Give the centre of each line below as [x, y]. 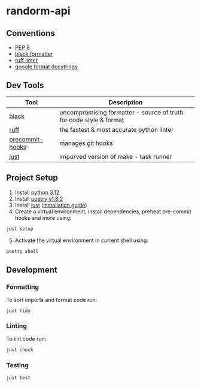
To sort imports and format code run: [52, 300]
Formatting [23, 287]
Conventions [31, 33]
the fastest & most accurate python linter [117, 129]
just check [20, 350]
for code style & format [92, 120]
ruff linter [26, 60]
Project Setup [32, 178]
